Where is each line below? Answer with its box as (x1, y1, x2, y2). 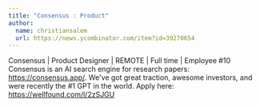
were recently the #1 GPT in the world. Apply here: (8, 81, 174, 91)
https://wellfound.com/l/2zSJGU (8, 89, 115, 100)
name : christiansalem (15, 26, 88, 34)
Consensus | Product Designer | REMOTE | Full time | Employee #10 (8, 56, 230, 65)
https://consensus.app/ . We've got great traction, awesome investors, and (8, 73, 253, 82)
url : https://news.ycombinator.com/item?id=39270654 (15, 34, 195, 42)
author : (8, 19, 34, 27)
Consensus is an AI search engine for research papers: (8, 65, 190, 74)
